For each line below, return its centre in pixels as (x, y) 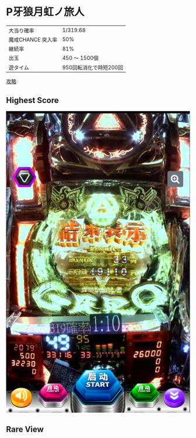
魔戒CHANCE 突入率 (33, 39)
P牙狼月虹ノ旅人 (45, 12)
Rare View (25, 429)
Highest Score (33, 100)
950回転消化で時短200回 (93, 67)
